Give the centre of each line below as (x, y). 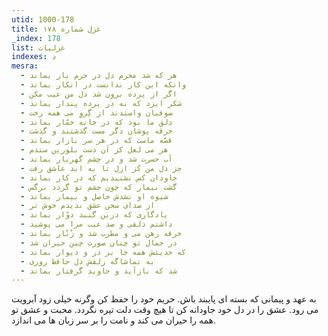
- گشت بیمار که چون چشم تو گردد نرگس (99, 187)
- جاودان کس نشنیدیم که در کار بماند (99, 177)
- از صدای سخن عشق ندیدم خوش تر (88, 206)
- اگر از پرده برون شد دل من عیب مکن (99, 94)
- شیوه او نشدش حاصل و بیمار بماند (94, 196)
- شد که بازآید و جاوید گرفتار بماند (99, 271)
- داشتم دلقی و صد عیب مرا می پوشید (96, 224)
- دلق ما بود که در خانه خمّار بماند (96, 122)
